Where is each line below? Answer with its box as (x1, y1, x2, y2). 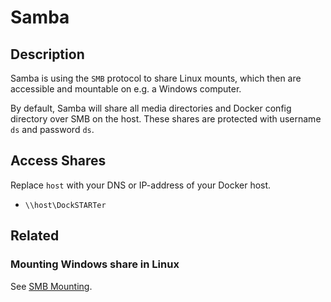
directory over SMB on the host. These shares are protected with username (10, 113, 322, 125)
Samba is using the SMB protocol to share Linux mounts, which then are (10, 72, 302, 84)
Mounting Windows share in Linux (10, 257, 180, 271)
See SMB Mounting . (10, 280, 93, 292)
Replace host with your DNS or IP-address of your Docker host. (10, 179, 272, 191)
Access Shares (10, 152, 107, 170)
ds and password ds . (10, 124, 95, 135)
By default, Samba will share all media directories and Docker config (10, 102, 292, 114)
